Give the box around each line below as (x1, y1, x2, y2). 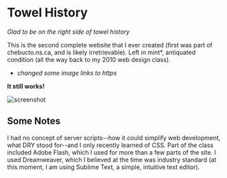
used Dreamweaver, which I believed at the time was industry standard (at (7, 155, 217, 164)
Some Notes (7, 115, 60, 127)
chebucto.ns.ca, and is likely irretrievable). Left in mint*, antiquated (7, 48, 196, 56)
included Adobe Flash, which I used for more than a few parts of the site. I (7, 148, 216, 156)
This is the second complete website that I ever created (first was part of (7, 41, 213, 49)
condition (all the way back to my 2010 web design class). (7, 55, 171, 63)
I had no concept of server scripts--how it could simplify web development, (7, 133, 221, 142)
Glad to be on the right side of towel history (7, 27, 130, 36)
